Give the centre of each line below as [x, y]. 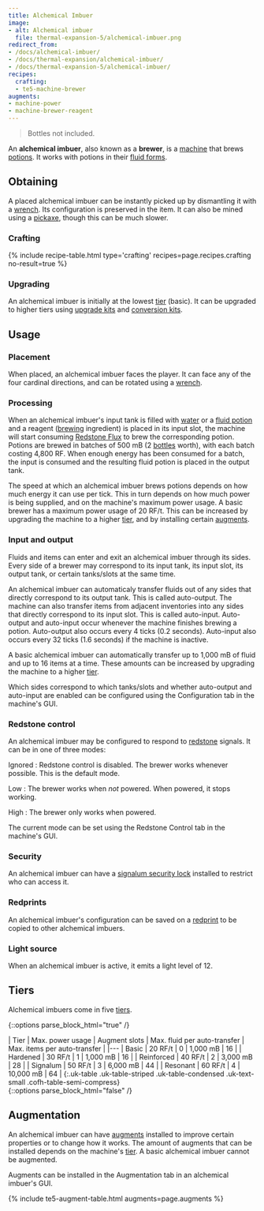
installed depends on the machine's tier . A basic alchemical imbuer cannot [129, 1151]
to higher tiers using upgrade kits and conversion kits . [95, 309]
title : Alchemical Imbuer [50, 15]
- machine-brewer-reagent [50, 111]
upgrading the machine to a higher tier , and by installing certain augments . [129, 519]
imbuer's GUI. [31, 1183]
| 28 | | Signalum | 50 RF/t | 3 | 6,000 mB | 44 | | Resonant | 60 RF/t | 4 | [124, 1065]
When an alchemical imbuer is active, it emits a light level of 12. [110, 965]
